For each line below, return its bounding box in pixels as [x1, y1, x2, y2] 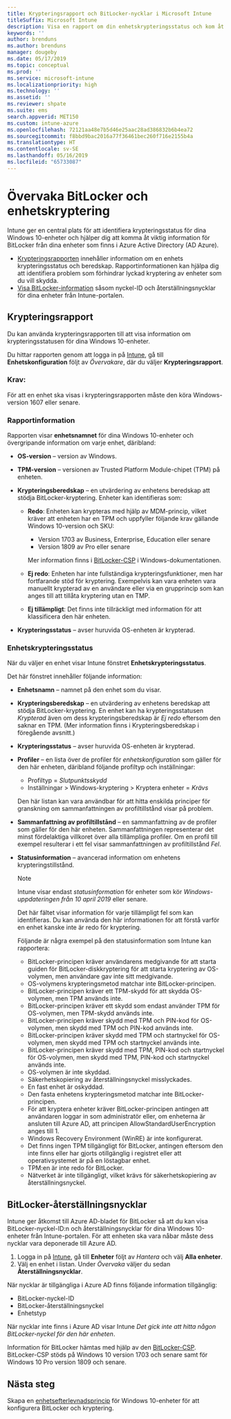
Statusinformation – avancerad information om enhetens [17, 854, 181, 862]
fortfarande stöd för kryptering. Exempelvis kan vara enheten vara [27, 577, 216, 585]
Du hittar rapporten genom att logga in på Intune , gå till [7, 350, 164, 359]
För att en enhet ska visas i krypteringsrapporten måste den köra [7, 390, 192, 399]
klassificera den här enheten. [27, 612, 111, 621]
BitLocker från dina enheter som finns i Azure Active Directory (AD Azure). [7, 241, 219, 249]
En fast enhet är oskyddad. [27, 1083, 105, 1091]
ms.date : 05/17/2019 [7, 55, 67, 62]
